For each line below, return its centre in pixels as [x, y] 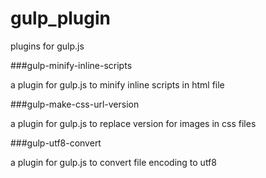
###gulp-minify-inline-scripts [71, 65]
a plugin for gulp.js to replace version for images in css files [133, 123]
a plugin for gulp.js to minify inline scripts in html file [117, 84]
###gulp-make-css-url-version [75, 104]
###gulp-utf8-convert [56, 143]
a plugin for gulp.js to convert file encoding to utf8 [113, 162]
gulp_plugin [61, 18]
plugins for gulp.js [47, 46]
